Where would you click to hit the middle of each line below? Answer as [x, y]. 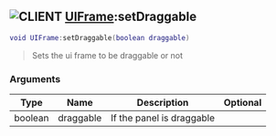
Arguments [35, 78]
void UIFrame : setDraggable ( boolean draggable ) [100, 37]
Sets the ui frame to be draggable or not [107, 55]
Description [163, 102]
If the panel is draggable [163, 118]
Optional [243, 102]
